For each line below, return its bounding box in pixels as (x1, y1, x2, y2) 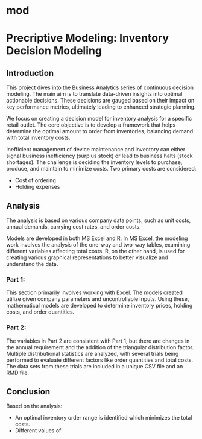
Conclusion (6, 387, 51, 397)
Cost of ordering (14, 177, 56, 184)
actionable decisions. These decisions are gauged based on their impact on (6, 97, 195, 104)
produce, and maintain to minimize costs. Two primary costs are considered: (6, 165, 197, 172)
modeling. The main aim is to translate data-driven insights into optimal (6, 90, 183, 98)
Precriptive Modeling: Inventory (6, 31, 169, 45)
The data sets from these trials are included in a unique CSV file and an (6, 362, 183, 370)
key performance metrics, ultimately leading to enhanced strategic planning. (6, 103, 196, 110)
